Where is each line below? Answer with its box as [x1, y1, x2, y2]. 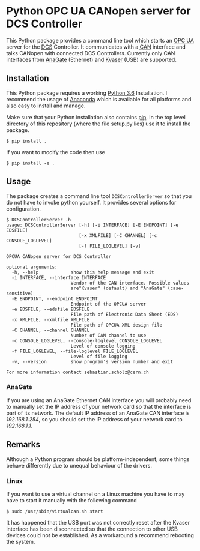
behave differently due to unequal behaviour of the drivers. [6, 462, 152, 469]
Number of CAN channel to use [70, 332, 147, 339]
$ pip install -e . [6, 160, 55, 166]
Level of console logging [70, 343, 136, 349]
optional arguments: [6, 264, 58, 270]
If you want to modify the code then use [6, 148, 105, 155]
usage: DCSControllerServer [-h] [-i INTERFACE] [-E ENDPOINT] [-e [6, 222, 179, 228]
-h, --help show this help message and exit [11, 269, 154, 275]
